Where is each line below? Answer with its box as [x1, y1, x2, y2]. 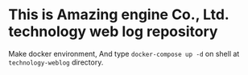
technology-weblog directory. [8, 57, 104, 67]
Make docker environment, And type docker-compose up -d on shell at [8, 49, 240, 58]
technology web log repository [8, 22, 218, 41]
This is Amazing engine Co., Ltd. [8, 6, 229, 24]
